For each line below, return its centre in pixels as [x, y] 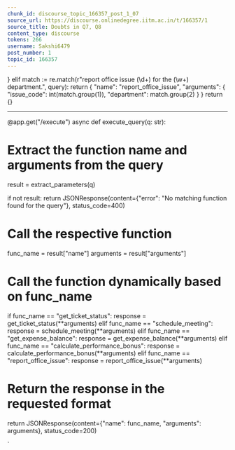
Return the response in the [86, 389]
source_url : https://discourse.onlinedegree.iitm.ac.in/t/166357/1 [108, 20]
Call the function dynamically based [114, 281]
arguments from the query [85, 165]
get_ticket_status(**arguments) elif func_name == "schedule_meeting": [110, 323]
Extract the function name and [97, 150]
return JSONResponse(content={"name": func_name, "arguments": [104, 423]
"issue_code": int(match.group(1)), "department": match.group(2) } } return [115, 94]
